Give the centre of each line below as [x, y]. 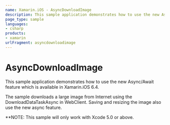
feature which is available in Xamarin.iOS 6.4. [52, 87]
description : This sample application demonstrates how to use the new [82, 15]
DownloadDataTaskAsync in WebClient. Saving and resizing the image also [83, 102]
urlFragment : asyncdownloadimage [40, 43]
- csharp [14, 29]
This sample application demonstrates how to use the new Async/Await [80, 82]
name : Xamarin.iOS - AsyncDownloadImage [49, 10]
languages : [17, 24]
